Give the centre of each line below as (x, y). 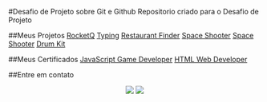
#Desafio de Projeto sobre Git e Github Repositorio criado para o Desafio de (133, 12)
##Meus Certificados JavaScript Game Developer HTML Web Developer (128, 59)
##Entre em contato (41, 75)
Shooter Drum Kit (37, 44)
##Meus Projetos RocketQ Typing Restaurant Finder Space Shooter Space (131, 35)
